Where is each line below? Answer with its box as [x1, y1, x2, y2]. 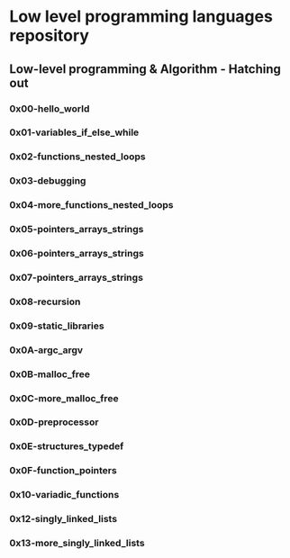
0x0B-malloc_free [9, 367, 91, 380]
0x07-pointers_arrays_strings [9, 271, 144, 283]
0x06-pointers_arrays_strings [9, 247, 144, 260]
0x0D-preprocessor [9, 416, 99, 428]
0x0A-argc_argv [9, 344, 84, 356]
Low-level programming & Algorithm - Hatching [9, 61, 282, 76]
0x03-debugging [9, 175, 86, 187]
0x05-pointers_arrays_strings [9, 223, 144, 236]
